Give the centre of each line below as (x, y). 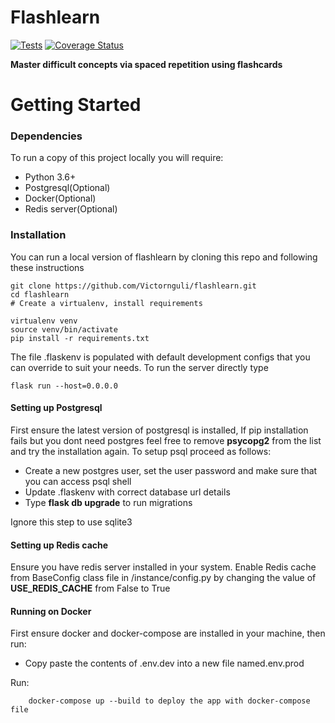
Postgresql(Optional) (67, 188)
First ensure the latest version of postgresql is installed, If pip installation (159, 430)
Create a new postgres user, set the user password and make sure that (171, 470)
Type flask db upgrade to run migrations (108, 502)
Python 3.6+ (50, 177)
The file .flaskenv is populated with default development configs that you (160, 357)
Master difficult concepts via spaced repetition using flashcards (146, 64)
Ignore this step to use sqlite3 (71, 522)
